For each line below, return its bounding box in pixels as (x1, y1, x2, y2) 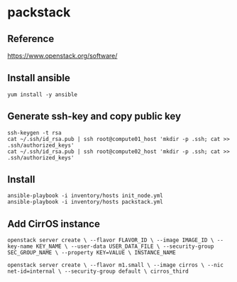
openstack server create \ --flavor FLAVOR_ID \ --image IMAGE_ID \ (7, 236, 214, 244)
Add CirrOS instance (7, 218, 101, 230)
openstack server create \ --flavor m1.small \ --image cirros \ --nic (7, 261, 224, 269)
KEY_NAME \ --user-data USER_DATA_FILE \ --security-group (35, 243, 214, 250)
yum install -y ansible (7, 90, 78, 98)
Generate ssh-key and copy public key (7, 110, 182, 122)
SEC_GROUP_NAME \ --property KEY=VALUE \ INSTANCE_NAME (7, 249, 176, 256)
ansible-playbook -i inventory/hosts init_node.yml (7, 192, 163, 199)
